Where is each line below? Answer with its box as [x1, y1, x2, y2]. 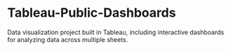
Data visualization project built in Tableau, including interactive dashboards [7, 28, 225, 36]
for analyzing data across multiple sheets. [7, 35, 128, 43]
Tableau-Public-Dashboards [7, 5, 176, 21]
